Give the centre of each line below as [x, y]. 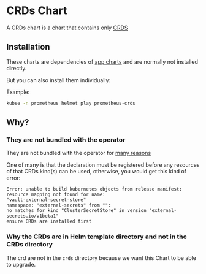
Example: [18, 92]
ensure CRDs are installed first [49, 221]
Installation [28, 47]
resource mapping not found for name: [56, 195]
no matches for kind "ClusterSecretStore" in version [77, 211]
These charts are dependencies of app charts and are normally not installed [102, 61]
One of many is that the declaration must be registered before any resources [103, 165]
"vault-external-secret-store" [46, 200]
